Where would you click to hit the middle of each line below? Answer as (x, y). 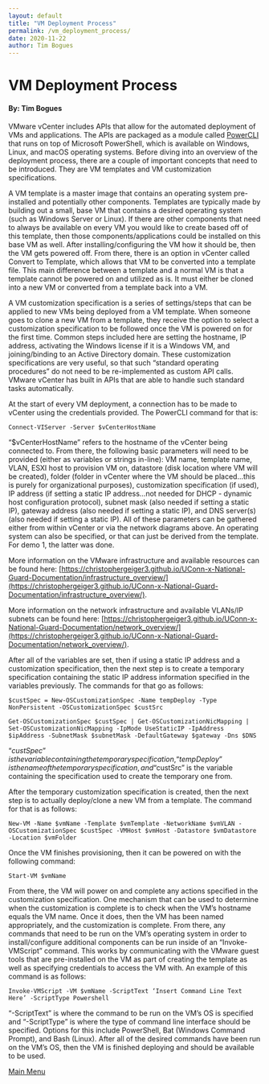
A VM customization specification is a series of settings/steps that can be (130, 303)
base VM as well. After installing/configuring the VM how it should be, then (132, 244)
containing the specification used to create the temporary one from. (120, 776)
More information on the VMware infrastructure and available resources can (134, 560)
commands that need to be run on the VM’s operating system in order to (128, 934)
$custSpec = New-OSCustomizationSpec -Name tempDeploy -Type (113, 700)
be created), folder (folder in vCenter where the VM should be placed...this (132, 476)
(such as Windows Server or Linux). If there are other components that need (134, 219)
